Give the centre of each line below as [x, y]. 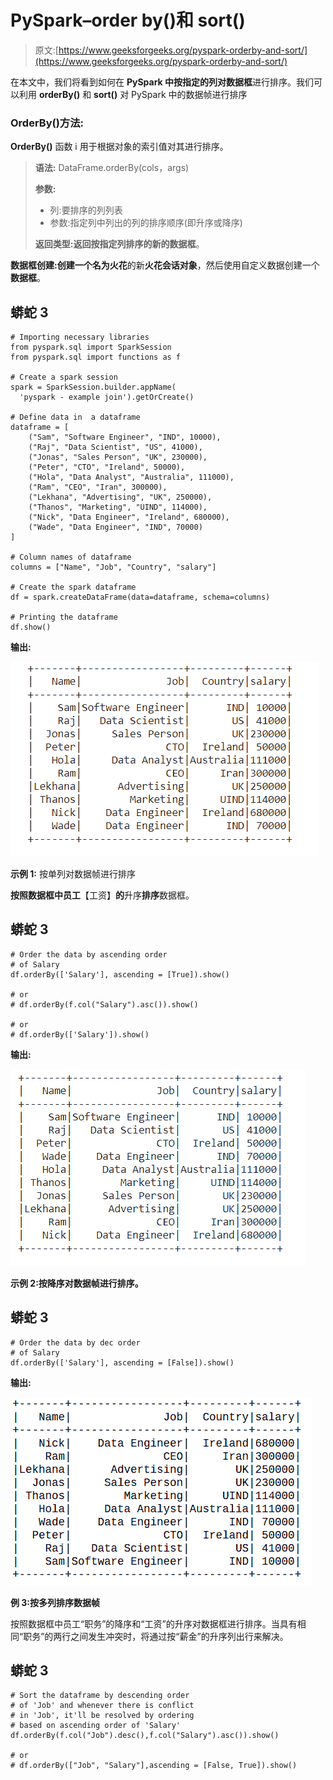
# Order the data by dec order [75, 1342]
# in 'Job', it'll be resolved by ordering [102, 1716]
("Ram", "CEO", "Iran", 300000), [98, 487]
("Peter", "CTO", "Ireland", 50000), [107, 467]
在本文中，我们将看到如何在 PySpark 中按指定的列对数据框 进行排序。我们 [162, 82]
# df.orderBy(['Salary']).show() [80, 1034]
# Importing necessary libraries [80, 337]
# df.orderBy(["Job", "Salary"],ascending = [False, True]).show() [154, 1766]
